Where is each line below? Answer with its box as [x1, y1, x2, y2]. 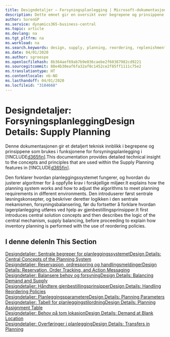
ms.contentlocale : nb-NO [5, 73, 58, 79]
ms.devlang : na [5, 31, 37, 36]
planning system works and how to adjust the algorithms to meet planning [5, 185, 159, 191]
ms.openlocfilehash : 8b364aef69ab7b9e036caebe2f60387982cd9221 [5, 59, 142, 64]
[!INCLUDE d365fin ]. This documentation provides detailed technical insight [5, 154, 161, 160]
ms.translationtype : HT [5, 69, 56, 74]
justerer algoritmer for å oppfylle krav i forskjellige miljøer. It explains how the [5, 179, 165, 185]
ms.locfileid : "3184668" [5, 83, 58, 88]
